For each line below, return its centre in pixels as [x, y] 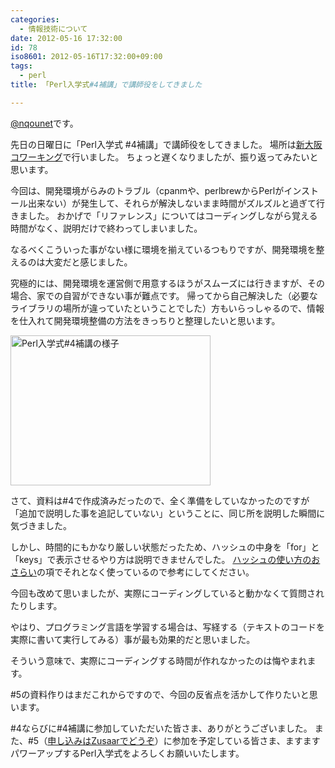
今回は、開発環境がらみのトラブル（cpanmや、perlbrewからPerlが [147, 190]
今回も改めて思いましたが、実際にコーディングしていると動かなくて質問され [167, 593]
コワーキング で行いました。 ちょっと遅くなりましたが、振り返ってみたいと [164, 157]
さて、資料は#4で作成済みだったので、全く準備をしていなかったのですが [160, 500]
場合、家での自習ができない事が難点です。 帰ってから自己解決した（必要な [164, 295]
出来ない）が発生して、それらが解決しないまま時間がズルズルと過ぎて [172, 203]
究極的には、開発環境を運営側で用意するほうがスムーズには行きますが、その [168, 283]
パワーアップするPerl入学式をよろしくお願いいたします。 [127, 753]
